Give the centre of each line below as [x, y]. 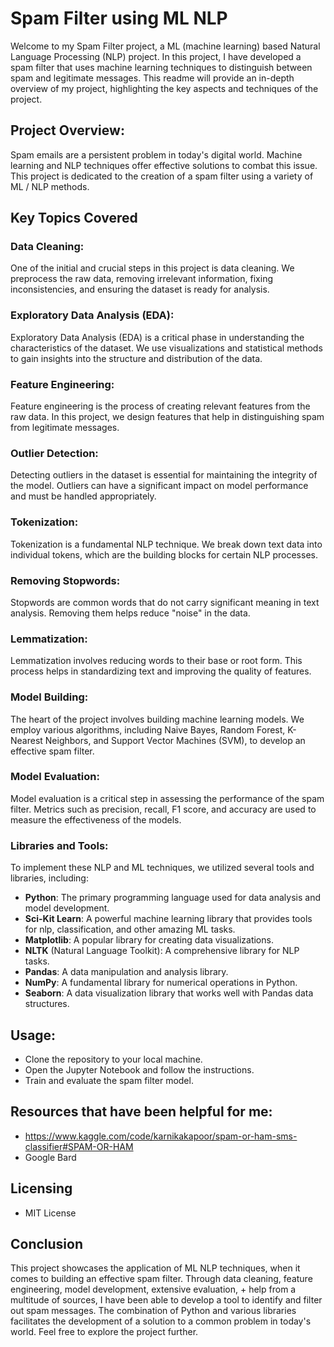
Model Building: [49, 697]
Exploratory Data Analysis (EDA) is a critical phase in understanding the [157, 337]
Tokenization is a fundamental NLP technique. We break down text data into [166, 544]
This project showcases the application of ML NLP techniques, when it [155, 1268]
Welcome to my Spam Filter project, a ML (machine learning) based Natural [165, 46]
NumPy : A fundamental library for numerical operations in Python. [161, 983]
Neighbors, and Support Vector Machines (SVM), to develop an [175, 740]
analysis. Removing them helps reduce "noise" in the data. [130, 613]
